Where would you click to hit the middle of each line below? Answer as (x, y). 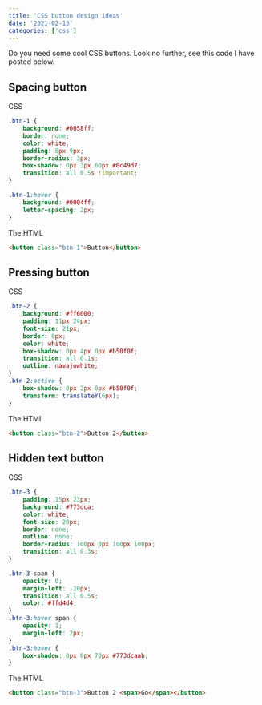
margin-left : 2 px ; (53, 633)
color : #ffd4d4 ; (50, 603)
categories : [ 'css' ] (43, 30)
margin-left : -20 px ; (57, 588)
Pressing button (49, 272)
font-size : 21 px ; (52, 328)
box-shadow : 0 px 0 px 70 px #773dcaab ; (86, 655)
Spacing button (47, 87)
